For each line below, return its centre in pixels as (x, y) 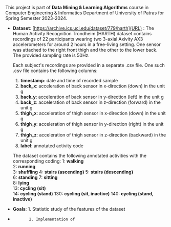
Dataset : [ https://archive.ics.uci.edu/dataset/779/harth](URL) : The (83, 28)
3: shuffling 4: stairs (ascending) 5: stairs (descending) (73, 172)
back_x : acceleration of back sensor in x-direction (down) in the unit (93, 86)
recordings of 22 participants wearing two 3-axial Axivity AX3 (78, 39)
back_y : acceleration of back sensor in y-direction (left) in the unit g (92, 97)
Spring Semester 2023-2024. (36, 18)
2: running (24, 166)
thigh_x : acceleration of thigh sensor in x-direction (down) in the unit (93, 113)
